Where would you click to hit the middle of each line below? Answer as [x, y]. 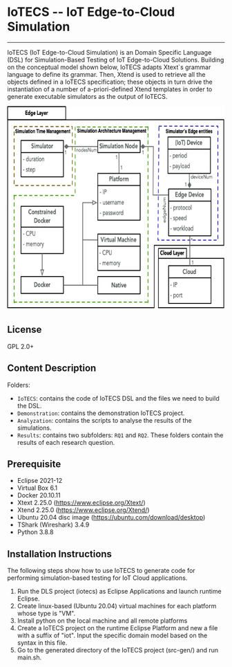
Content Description [52, 368]
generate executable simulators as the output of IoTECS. [87, 96]
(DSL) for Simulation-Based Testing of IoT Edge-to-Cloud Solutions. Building [116, 60]
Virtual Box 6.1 [37, 488]
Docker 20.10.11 [39, 495]
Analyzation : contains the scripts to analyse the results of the [104, 420]
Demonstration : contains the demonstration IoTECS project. [101, 413]
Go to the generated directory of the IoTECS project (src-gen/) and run [118, 650]
